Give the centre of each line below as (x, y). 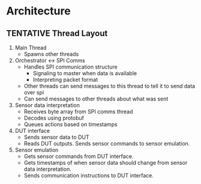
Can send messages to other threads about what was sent (96, 99)
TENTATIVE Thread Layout (57, 33)
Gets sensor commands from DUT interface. (79, 156)
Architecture (38, 11)
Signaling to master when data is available (85, 73)
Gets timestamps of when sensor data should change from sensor (106, 163)
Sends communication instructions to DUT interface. (89, 175)
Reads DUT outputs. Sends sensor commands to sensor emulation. (107, 143)
